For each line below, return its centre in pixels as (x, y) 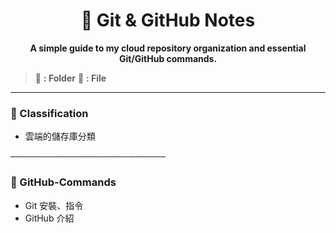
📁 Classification (49, 113)
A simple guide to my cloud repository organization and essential (168, 48)
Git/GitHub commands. (168, 58)
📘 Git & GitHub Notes (168, 20)
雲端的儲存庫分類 (60, 136)
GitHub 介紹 (49, 218)
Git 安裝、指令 (54, 205)
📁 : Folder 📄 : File (70, 78)
